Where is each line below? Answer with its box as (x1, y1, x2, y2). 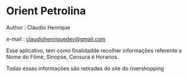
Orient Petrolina (6, 4, 87, 18)
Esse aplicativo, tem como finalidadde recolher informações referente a (6, 46, 182, 54)
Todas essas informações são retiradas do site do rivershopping (6, 64, 164, 72)
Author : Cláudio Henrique (6, 24, 70, 31)
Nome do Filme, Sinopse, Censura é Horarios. (6, 53, 119, 60)
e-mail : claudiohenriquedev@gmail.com (6, 35, 106, 42)
